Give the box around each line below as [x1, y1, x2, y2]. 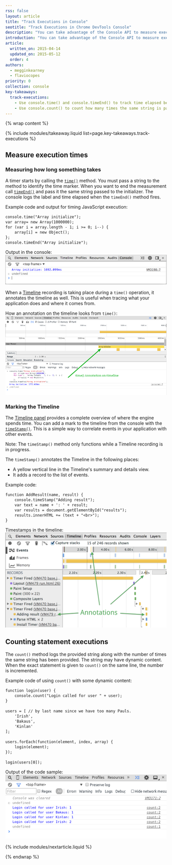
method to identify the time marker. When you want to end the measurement [5, 183, 167, 189]
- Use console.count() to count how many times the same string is [14, 106, 161, 111]
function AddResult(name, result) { [5, 492, 83, 497]
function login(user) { [5, 688, 56, 693]
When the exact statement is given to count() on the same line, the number [5, 662, 164, 668]
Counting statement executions [5, 637, 109, 646]
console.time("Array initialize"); [5, 214, 81, 220]
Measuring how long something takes [5, 166, 101, 173]
